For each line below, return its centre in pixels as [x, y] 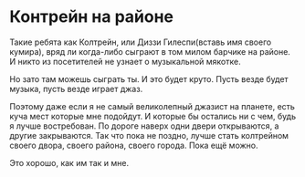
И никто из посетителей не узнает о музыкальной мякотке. [125, 61]
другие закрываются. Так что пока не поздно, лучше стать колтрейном [149, 135]
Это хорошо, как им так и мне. [69, 162]
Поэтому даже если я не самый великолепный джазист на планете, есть [152, 106]
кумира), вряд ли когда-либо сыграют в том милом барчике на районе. [150, 51]
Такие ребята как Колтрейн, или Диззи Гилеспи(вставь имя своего [141, 42]
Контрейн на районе [91, 17]
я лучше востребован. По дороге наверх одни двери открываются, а [144, 126]
